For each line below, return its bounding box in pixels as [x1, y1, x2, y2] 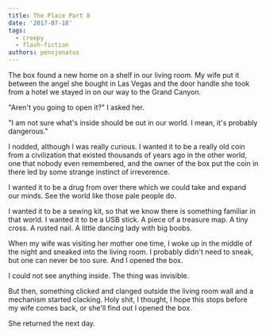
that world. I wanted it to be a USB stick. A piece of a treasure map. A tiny [8, 215, 249, 224]
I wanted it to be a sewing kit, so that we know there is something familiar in [8, 207, 256, 215]
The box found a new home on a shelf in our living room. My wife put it [8, 71, 240, 79]
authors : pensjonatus [8, 48, 80, 56]
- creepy [15, 33, 44, 42]
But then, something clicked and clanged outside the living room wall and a [8, 287, 254, 295]
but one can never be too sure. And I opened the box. [8, 256, 183, 265]
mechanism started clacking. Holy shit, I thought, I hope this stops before [8, 295, 248, 304]
